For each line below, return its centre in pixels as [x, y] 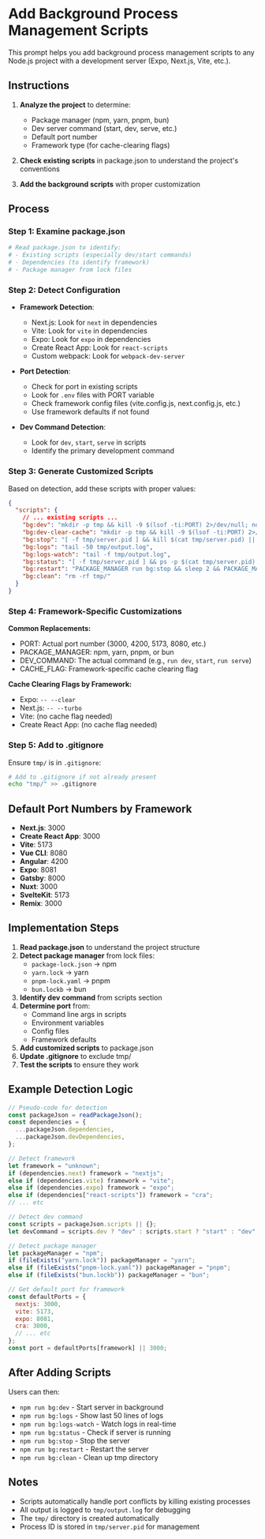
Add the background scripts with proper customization [110, 184]
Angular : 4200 [44, 861]
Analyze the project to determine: [75, 104]
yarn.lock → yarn [60, 972]
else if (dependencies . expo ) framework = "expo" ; [91, 1188]
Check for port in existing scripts [84, 387]
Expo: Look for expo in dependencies [91, 340]
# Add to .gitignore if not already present [82, 777]
